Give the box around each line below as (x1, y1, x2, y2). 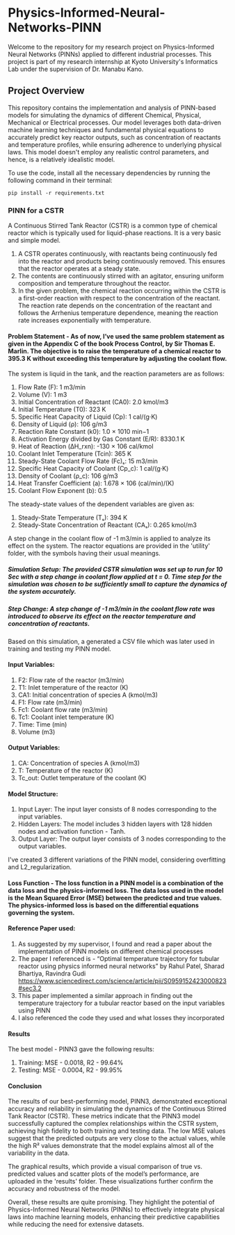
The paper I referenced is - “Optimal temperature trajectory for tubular (17, 955, 220, 962)
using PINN (17, 1006, 51, 1015)
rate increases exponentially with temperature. (17, 316, 152, 325)
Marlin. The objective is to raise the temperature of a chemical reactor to (8, 346, 221, 355)
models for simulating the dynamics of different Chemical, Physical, (8, 111, 202, 119)
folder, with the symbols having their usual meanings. (8, 549, 161, 558)
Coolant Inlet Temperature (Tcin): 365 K (17, 450, 131, 458)
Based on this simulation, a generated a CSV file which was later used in (8, 637, 215, 645)
